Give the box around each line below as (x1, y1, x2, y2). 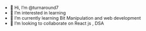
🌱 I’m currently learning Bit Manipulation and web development (10, 15, 141, 21)
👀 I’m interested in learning (10, 10, 66, 16)
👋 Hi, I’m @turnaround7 (10, 5, 59, 10)
